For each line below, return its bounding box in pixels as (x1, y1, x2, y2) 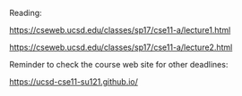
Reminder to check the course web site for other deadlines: (9, 60, 229, 69)
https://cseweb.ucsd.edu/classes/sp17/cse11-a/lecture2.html (9, 42, 233, 52)
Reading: (9, 8, 42, 18)
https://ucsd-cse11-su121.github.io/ (9, 76, 139, 87)
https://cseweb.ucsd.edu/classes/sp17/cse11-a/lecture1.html (9, 25, 231, 35)
